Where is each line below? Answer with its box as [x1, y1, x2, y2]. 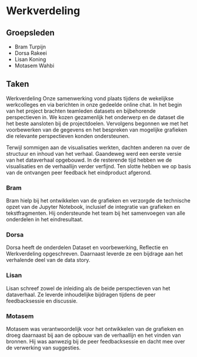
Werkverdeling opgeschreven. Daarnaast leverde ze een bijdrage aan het [6, 250, 183, 257]
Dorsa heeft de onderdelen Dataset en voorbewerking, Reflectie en [6, 244, 169, 251]
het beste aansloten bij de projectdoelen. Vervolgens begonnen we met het [6, 120, 188, 127]
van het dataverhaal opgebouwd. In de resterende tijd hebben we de [6, 156, 172, 163]
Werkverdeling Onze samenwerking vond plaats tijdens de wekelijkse [6, 94, 174, 101]
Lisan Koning [14, 56, 46, 63]
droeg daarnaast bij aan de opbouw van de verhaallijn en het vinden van [6, 332, 181, 339]
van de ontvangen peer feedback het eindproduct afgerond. [6, 169, 152, 176]
